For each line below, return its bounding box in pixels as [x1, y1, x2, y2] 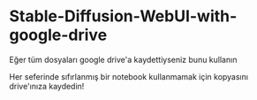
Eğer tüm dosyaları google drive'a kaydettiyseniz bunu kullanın [9, 54, 238, 65]
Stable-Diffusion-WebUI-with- [9, 6, 238, 27]
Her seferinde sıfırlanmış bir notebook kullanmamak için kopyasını [9, 71, 249, 81]
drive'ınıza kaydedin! [9, 81, 85, 91]
